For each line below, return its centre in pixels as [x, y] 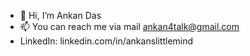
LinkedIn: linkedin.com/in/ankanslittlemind [106, 41]
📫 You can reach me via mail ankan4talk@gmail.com [129, 26]
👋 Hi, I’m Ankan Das [60, 15]
